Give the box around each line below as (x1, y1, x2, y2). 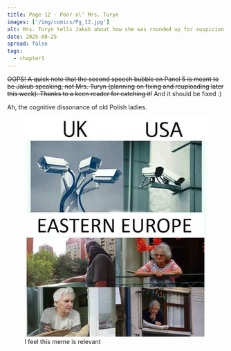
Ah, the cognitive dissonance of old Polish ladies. (7, 102, 147, 111)
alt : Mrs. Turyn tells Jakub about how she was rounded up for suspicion (7, 26, 225, 33)
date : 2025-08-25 (7, 33, 57, 40)
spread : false (7, 40, 48, 48)
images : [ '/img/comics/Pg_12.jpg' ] (7, 18, 110, 26)
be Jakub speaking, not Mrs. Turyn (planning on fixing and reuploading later (7, 82, 224, 90)
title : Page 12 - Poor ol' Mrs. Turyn (7, 11, 119, 18)
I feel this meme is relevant (24, 338, 102, 345)
